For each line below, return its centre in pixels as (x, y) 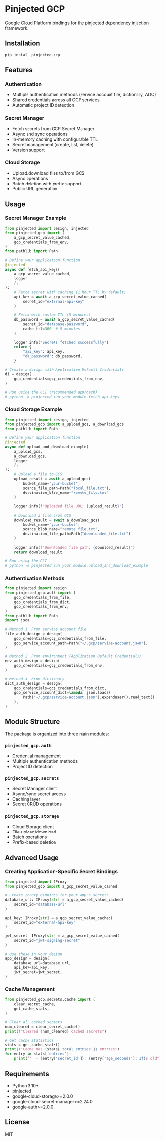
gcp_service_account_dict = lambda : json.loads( (62, 693)
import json (17, 620)
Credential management (37, 756)
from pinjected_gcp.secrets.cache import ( (50, 1000)
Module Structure (33, 722)
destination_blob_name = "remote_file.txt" (66, 493)
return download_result (38, 552)
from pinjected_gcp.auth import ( (41, 593)
